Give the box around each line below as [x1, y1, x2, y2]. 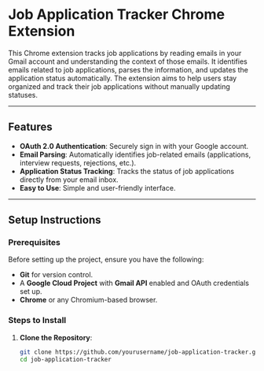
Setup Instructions [8, 213, 101, 227]
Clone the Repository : [19, 332, 93, 342]
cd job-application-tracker [19, 355, 112, 363]
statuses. [8, 90, 38, 99]
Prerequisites [8, 237, 60, 248]
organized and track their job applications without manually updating [8, 81, 230, 91]
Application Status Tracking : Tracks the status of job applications [19, 166, 234, 176]
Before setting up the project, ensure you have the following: [8, 254, 204, 265]
